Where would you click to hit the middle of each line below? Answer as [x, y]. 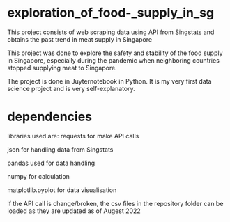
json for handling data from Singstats [60, 149]
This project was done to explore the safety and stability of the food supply [115, 53]
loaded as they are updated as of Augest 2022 [74, 211]
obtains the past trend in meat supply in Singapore [79, 39]
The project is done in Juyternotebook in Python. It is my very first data [109, 81]
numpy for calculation [38, 176]
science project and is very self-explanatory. [71, 88]
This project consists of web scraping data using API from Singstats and [111, 32]
